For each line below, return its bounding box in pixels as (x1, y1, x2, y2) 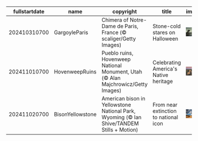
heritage (152, 78, 173, 85)
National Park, (101, 108, 136, 115)
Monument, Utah (101, 68, 143, 75)
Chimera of (101, 16, 128, 23)
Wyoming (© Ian (101, 114, 142, 121)
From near (152, 101, 178, 109)
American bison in (101, 95, 146, 102)
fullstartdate (13, 8, 45, 15)
